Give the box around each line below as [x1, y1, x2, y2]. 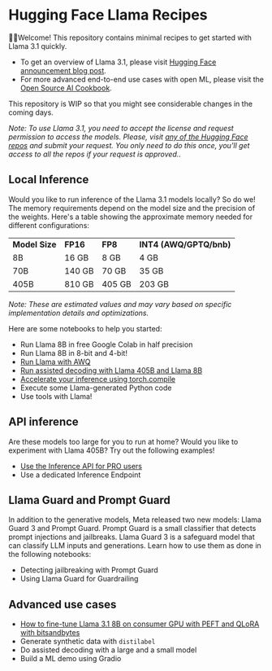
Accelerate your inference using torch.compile [19, 374, 176, 384]
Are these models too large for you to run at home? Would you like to [8, 436, 239, 446]
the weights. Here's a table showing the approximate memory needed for [8, 212, 253, 221]
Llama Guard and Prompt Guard [8, 493, 171, 507]
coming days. [8, 107, 54, 117]
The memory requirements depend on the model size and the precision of [8, 203, 256, 213]
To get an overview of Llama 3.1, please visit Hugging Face [19, 57, 217, 67]
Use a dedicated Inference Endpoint [19, 470, 141, 480]
